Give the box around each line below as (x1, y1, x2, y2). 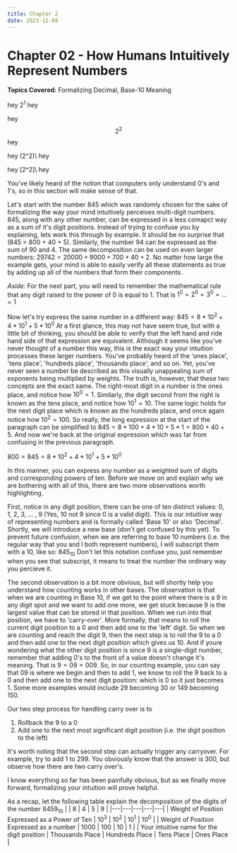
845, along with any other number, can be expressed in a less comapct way (7, 215, 227, 224)
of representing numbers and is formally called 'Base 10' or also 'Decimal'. (7, 517, 223, 526)
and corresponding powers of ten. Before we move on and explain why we (7, 474, 224, 482)
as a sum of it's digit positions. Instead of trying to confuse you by (7, 222, 200, 231)
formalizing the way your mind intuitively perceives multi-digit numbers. (7, 207, 216, 216)
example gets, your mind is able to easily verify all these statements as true (7, 260, 226, 269)
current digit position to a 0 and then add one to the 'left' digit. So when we (7, 624, 226, 632)
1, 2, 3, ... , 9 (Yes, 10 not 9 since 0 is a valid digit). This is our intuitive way (7, 510, 222, 519)
